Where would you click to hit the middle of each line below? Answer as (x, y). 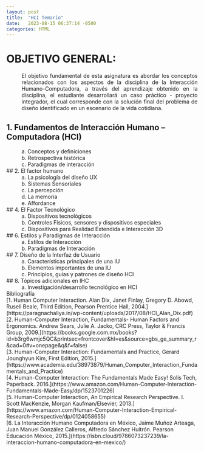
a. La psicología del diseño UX (59, 177)
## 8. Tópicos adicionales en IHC (48, 281)
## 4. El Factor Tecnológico (41, 210)
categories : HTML (28, 29)
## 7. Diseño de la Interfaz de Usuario (53, 255)
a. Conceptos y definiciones (57, 151)
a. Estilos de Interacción (52, 242)
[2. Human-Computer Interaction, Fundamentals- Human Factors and (93, 319)
